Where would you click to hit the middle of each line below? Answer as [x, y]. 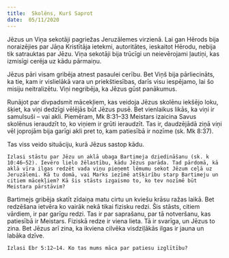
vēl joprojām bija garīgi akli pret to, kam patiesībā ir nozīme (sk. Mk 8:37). [110, 131]
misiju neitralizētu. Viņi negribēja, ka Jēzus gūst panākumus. [92, 89]
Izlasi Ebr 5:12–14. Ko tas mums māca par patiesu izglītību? [97, 248]
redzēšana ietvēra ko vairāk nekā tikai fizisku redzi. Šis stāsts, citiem [104, 206]
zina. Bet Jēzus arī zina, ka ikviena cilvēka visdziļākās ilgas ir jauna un [106, 228]
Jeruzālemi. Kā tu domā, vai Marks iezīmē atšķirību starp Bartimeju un [113, 175]
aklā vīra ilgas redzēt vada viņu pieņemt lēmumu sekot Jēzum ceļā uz [110, 169]
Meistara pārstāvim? [37, 186]
